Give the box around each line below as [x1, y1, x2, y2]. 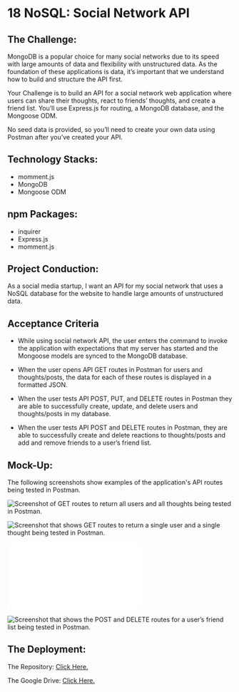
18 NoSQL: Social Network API [7, 5, 190, 21]
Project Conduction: [7, 263, 99, 275]
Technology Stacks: [7, 153, 98, 165]
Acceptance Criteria [7, 317, 99, 329]
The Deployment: [7, 644, 86, 656]
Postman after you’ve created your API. [7, 133, 123, 141]
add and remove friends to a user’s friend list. [17, 438, 152, 447]
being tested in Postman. [7, 486, 81, 495]
